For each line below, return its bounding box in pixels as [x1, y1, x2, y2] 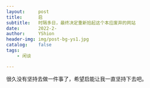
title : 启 [6, 14, 43, 20]
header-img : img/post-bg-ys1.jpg [6, 36, 89, 42]
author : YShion [6, 31, 55, 37]
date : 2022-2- [6, 25, 58, 32]
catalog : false [6, 42, 52, 48]
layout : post [6, 8, 49, 15]
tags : [6, 48, 20, 54]
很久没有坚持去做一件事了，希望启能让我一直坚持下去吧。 [6, 75, 147, 82]
